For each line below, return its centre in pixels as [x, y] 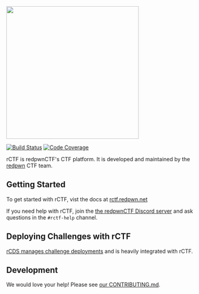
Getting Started [36, 185]
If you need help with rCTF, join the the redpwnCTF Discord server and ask [100, 211]
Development [32, 270]
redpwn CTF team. [30, 165]
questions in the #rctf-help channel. [52, 217]
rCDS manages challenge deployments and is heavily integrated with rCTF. [100, 251]
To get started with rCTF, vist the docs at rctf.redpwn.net [77, 199]
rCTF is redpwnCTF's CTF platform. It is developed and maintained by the [98, 159]
